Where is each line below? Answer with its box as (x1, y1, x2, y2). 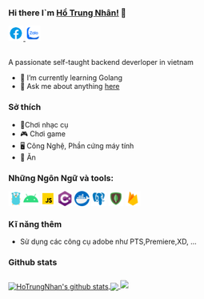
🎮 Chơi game (19, 128, 66, 139)
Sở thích (8, 102, 42, 113)
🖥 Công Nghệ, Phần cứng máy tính (19, 140, 134, 151)
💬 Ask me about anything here (19, 82, 120, 91)
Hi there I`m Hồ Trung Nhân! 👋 (8, 7, 126, 18)
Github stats (8, 257, 58, 268)
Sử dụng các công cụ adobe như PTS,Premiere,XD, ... (19, 236, 198, 247)
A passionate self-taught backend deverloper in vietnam (8, 58, 194, 67)
